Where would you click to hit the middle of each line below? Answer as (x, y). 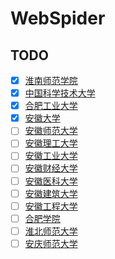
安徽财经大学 (51, 168)
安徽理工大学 (51, 143)
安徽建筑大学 (51, 193)
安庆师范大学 (51, 243)
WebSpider (58, 18)
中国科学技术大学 (60, 93)
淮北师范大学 (51, 231)
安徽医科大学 (51, 181)
